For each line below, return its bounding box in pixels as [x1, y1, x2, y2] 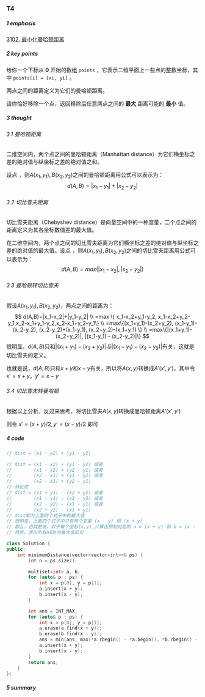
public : [6, 546, 26, 552]
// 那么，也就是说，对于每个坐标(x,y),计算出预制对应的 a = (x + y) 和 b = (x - [6, 524, 196, 530]
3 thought [6, 114, 32, 122]
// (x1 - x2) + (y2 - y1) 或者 [6, 467, 103, 473]
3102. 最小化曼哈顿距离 [6, 35, 65, 43]
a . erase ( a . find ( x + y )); [38, 625, 103, 632]
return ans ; [28, 659, 59, 665]
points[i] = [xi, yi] [13, 75, 68, 81]
